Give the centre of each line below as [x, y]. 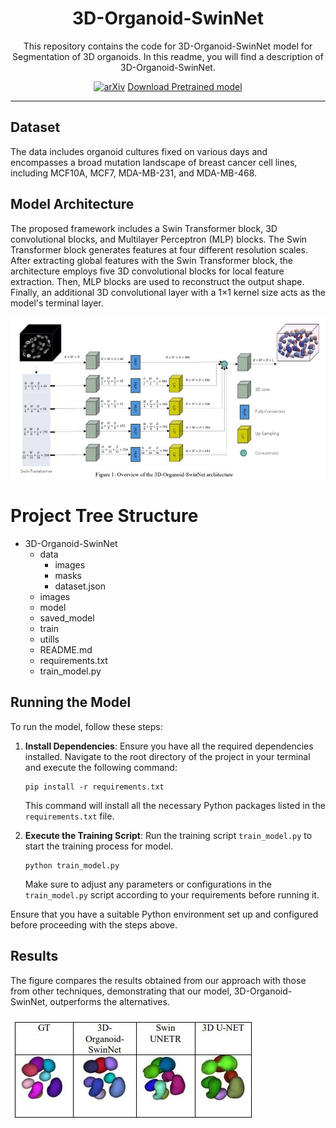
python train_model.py [72, 865]
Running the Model [71, 702]
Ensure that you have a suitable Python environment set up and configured [164, 914]
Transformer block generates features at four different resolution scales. [159, 249]
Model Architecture [72, 204]
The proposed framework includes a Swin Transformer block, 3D [144, 228]
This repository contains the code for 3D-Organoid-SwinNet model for [168, 46]
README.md [66, 649]
